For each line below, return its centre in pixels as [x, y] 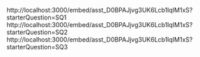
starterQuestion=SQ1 [37, 17]
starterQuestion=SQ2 [37, 32]
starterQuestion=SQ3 [37, 47]
